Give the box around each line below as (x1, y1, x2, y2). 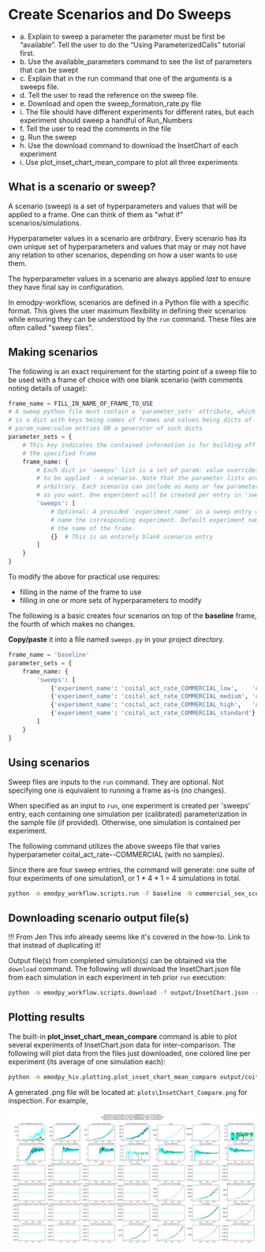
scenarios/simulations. (8, 218, 81, 227)
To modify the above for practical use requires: (8, 572, 161, 582)
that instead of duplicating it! (8, 941, 101, 950)
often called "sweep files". (8, 322, 94, 332)
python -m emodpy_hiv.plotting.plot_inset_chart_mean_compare (8, 1073, 217, 1081)
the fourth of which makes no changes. (8, 620, 136, 629)
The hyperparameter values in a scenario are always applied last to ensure (8, 274, 251, 283)
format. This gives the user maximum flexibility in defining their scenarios (8, 306, 247, 315)
